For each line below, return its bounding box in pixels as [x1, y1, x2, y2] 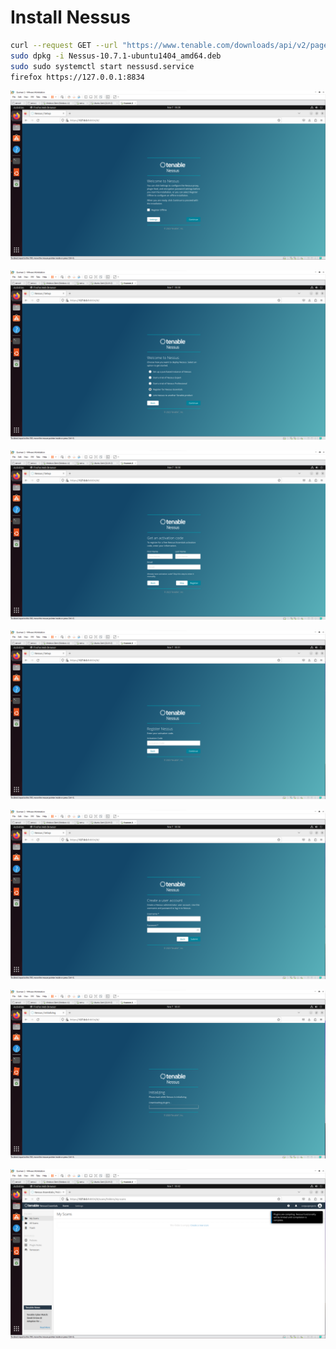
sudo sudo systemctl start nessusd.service [10, 61, 195, 71]
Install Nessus [10, 6, 131, 29]
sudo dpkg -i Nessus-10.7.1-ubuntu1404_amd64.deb [10, 51, 222, 61]
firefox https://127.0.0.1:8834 [10, 72, 145, 82]
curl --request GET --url [10, 40, 118, 50]
